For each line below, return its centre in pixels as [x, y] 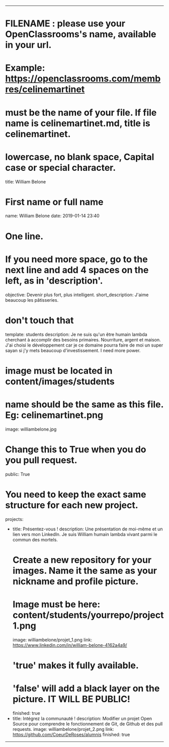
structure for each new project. [72, 505]
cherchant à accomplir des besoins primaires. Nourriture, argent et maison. [83, 339]
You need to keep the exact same [76, 494]
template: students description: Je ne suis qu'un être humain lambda [76, 334]
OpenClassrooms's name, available [81, 35]
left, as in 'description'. [54, 281]
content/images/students [60, 381]
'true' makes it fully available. [76, 665]
